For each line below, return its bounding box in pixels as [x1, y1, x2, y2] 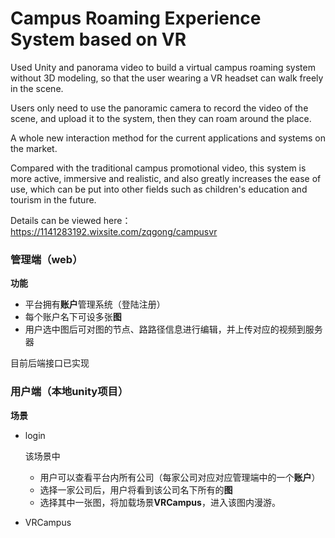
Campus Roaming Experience [10, 7, 262, 30]
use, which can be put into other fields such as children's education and [10, 183, 308, 195]
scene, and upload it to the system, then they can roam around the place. [10, 112, 312, 124]
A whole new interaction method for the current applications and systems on [10, 132, 326, 144]
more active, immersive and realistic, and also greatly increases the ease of [10, 172, 322, 184]
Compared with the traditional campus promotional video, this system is [10, 162, 307, 174]
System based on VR [10, 28, 187, 51]
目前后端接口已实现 [10, 357, 90, 369]
